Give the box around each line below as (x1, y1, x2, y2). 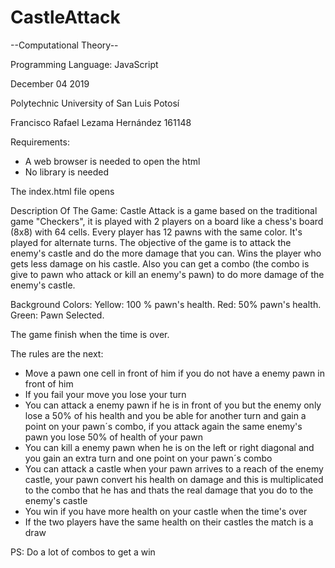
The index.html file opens (10, 185, 115, 197)
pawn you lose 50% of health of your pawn (24, 431, 203, 443)
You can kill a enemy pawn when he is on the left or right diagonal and (24, 441, 315, 453)
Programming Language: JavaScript (10, 58, 159, 70)
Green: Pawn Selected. (10, 309, 105, 321)
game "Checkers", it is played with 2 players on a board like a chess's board (10, 215, 324, 227)
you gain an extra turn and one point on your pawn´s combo (24, 452, 273, 464)
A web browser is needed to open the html (24, 155, 201, 167)
